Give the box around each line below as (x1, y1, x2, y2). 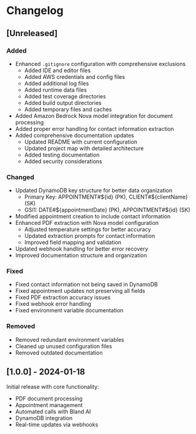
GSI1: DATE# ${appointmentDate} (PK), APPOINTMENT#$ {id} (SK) (24, 206, 191, 214)
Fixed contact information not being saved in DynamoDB (15, 281, 158, 288)
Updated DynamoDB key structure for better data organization (15, 187, 173, 194)
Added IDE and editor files (24, 67, 91, 74)
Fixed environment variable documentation (15, 307, 124, 314)
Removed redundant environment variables (15, 336, 124, 343)
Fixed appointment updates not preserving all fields (15, 287, 146, 295)
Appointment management (15, 401, 83, 408)
